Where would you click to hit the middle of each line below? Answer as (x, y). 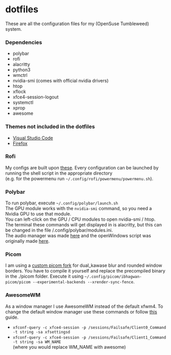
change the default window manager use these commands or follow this (81, 311)
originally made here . (28, 241)
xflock (19, 92)
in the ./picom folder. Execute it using (44, 276)
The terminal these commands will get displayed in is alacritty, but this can (84, 225)
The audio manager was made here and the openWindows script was (78, 236)
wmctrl (20, 75)
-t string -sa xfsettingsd (41, 332)
